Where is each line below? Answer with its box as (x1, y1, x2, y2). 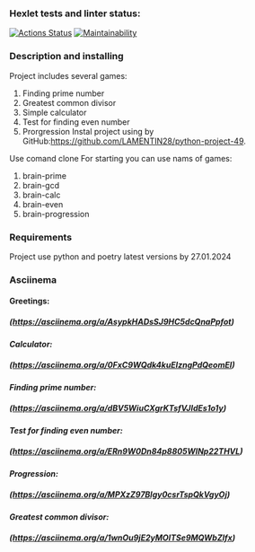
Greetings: (9, 295, 50, 307)
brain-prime (22, 170, 67, 181)
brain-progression (22, 208, 90, 219)
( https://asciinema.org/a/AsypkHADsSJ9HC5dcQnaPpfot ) (9, 317, 235, 327)
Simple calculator (22, 107, 87, 118)
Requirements (9, 231, 73, 243)
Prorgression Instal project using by (22, 126, 154, 136)
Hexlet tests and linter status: (9, 7, 141, 20)
